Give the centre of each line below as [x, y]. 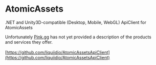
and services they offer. [29, 42]
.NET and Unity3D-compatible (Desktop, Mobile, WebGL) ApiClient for [76, 22]
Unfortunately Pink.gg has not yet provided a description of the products [78, 37]
